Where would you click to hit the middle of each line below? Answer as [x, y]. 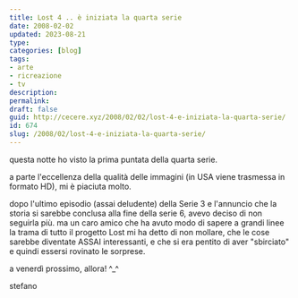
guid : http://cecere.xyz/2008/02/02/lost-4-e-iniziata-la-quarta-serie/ [148, 117]
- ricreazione [36, 76]
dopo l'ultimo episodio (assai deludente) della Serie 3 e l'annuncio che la [143, 203]
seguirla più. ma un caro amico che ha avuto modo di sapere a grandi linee [147, 222]
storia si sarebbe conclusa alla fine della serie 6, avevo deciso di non [136, 213]
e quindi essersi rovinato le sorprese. [77, 251]
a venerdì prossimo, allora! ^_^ [64, 268]
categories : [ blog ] [46, 51]
